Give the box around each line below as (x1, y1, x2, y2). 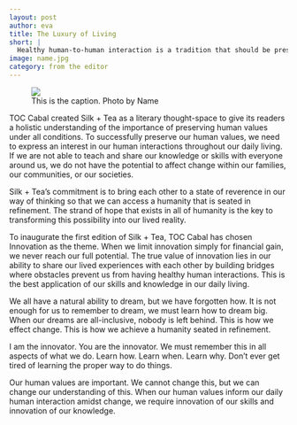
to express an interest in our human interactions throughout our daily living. (9, 141, 283, 151)
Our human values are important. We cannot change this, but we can (9, 377, 260, 388)
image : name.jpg (9, 54, 69, 63)
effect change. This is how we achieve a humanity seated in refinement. (9, 324, 271, 335)
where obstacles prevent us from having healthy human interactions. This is (9, 269, 286, 280)
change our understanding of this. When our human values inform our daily (9, 386, 284, 397)
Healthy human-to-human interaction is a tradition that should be (17, 46, 271, 55)
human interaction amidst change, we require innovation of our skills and (9, 396, 274, 406)
